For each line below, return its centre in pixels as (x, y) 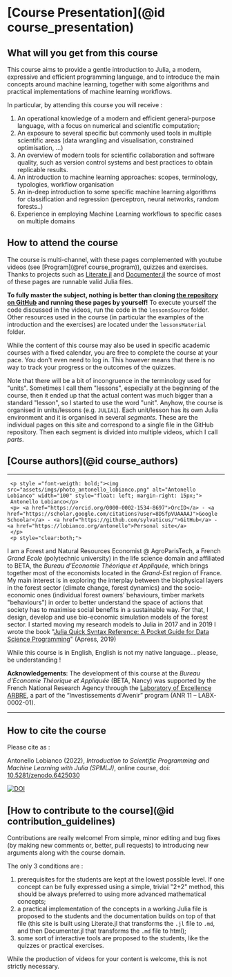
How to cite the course (57, 731)
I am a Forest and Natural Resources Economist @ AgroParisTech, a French (114, 550)
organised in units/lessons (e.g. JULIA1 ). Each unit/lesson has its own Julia (113, 410)
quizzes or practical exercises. (61, 946)
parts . (16, 439)
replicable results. (42, 170)
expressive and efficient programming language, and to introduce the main (113, 77)
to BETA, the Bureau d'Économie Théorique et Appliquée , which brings (108, 566)
